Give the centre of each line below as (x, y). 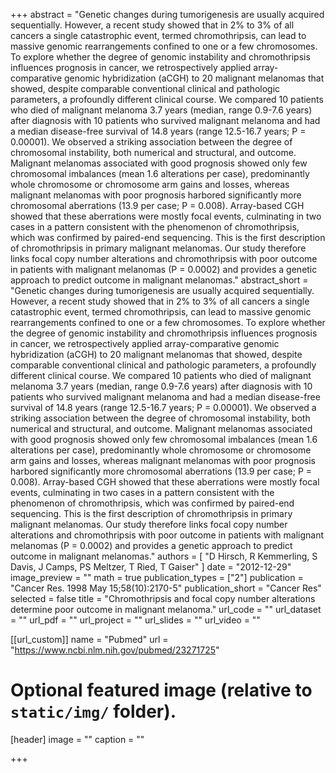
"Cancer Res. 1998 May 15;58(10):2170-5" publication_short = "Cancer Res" (166, 588)
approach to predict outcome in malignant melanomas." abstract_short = (159, 280)
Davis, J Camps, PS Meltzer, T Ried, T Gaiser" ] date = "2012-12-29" (151, 567)
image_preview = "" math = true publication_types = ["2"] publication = (157, 577)
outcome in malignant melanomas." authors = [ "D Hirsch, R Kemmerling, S (164, 556)
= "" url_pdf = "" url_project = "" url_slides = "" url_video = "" (135, 620)
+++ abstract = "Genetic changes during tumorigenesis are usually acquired (167, 14)
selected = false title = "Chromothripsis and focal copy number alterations (163, 598)
